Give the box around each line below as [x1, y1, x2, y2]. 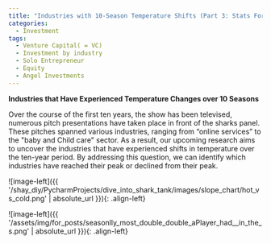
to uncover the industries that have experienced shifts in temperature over [8, 143, 256, 153]
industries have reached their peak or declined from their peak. [8, 160, 219, 170]
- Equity [15, 64, 45, 72]
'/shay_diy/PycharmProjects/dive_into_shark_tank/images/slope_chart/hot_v [8, 184, 260, 194]
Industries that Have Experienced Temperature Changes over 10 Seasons [8, 93, 260, 103]
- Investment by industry [15, 49, 103, 57]
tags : [8, 34, 27, 43]
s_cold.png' [8, 193, 47, 203]
